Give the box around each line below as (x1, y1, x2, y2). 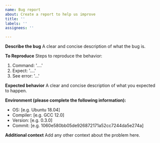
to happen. (5, 88, 27, 94)
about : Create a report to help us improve (5, 12, 96, 17)
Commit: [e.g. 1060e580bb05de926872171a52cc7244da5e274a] (12, 123, 144, 129)
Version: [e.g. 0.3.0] (12, 117, 53, 123)
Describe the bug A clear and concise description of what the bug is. (5, 43, 146, 49)
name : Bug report (5, 7, 41, 12)
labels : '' (5, 21, 28, 26)
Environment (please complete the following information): (5, 97, 127, 104)
